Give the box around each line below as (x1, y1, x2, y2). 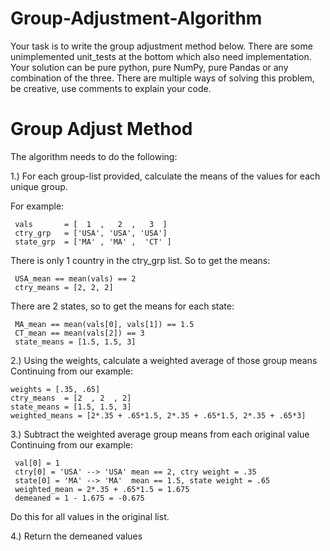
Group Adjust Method (10, 118, 193, 141)
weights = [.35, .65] (10, 384, 101, 394)
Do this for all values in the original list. (10, 510, 170, 522)
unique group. (10, 180, 68, 192)
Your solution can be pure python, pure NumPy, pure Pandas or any (10, 61, 289, 73)
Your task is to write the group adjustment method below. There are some (10, 40, 313, 52)
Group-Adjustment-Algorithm (10, 7, 263, 30)
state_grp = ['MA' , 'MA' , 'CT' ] (14, 237, 172, 247)
